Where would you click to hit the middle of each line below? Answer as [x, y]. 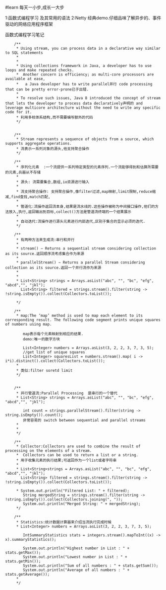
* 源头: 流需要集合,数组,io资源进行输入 [53, 182]
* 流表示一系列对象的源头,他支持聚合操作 [53, 149]
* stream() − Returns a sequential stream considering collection [86, 249]
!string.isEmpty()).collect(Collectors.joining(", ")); [64, 500]
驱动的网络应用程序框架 [29, 24]
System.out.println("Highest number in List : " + [76, 548]
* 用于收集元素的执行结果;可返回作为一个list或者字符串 [66, 460]
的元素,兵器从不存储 [23, 172]
